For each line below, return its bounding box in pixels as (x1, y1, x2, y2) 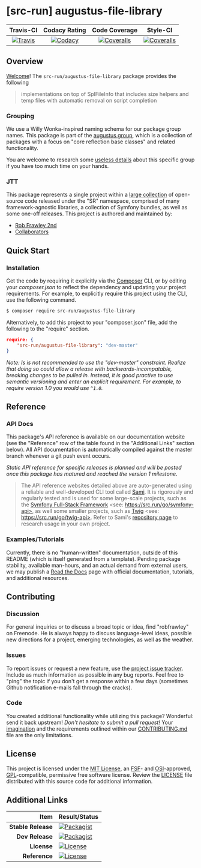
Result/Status (58, 813, 99, 821)
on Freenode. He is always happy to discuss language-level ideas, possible (6, 630, 192, 637)
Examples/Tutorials (6, 535, 64, 543)
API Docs (6, 419, 34, 428)
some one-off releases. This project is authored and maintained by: (6, 210, 173, 217)
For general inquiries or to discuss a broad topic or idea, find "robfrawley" (6, 623, 189, 630)
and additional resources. (6, 574, 69, 581)
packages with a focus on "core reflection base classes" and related (6, 138, 175, 145)
